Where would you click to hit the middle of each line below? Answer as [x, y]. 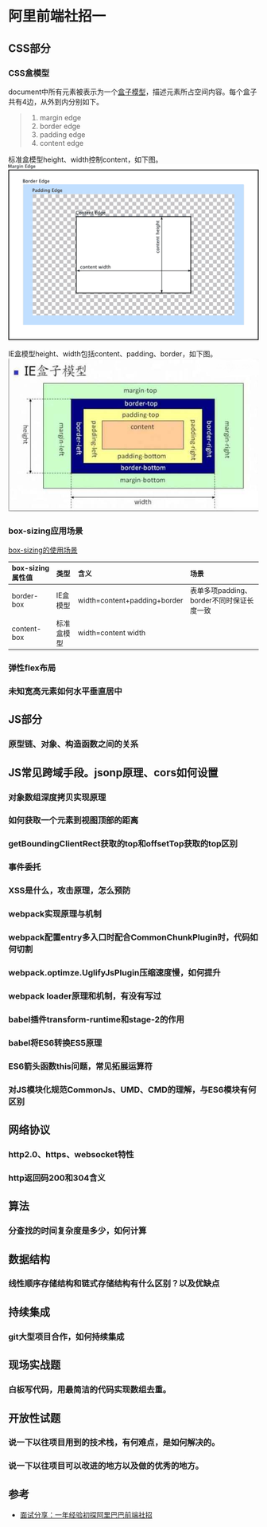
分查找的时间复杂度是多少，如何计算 [77, 1231]
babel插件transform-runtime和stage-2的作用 [96, 1019]
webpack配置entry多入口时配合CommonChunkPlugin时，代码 [129, 937]
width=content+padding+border [131, 600]
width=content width [112, 633]
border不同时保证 [218, 601]
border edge [60, 126]
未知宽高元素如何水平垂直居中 [66, 691]
